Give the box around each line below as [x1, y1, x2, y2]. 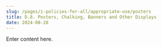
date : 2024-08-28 [6, 19, 49, 25]
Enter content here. [6, 36, 53, 43]
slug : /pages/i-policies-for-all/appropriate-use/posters [6, 8, 151, 15]
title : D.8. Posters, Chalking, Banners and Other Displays [6, 14, 157, 20]
